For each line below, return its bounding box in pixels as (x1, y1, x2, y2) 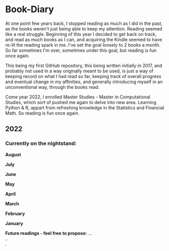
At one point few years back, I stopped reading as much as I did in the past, (5, 20, 163, 26)
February (5, 210, 25, 217)
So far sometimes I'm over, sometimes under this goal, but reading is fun (5, 47, 157, 53)
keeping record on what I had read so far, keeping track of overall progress (5, 73, 161, 79)
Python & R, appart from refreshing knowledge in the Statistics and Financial (5, 104, 164, 111)
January (5, 220, 24, 226)
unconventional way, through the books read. (5, 84, 100, 90)
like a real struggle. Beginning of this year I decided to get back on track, (5, 31, 157, 37)
